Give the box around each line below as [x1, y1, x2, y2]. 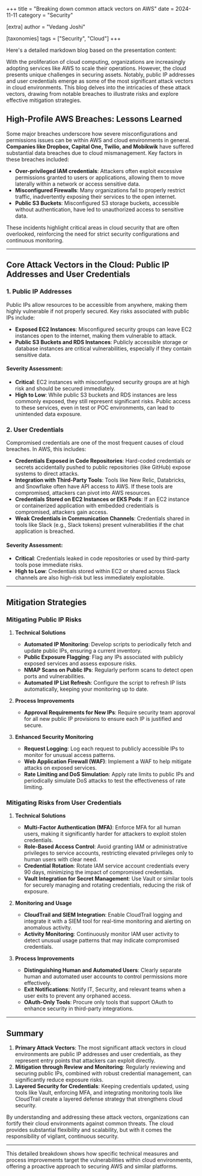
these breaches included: [6, 156, 69, 163]
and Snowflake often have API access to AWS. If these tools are [14, 483, 173, 490]
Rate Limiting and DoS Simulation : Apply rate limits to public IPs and [23, 770, 194, 778]
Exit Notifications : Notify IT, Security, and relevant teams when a [23, 986, 186, 993]
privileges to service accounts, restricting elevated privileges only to [23, 849, 194, 857]
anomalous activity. [23, 924, 72, 931]
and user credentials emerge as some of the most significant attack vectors [6, 78, 194, 84]
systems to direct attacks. [14, 470, 79, 477]
